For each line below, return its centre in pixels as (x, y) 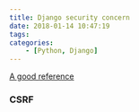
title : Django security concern (69, 17)
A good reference (42, 76)
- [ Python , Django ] (62, 51)
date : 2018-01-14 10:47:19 (60, 26)
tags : (19, 34)
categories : (31, 43)
